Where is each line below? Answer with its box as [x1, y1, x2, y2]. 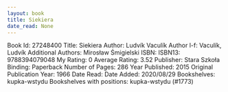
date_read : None [7, 22, 54, 29]
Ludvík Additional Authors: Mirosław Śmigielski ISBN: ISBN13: [7, 48, 181, 57]
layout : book [7, 10, 45, 17]
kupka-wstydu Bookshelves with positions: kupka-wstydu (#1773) [7, 78, 194, 86]
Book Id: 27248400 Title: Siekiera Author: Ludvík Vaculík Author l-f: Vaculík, [7, 42, 222, 50]
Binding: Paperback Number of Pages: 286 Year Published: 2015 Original [7, 63, 214, 72]
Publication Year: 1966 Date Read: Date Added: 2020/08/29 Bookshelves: [7, 70, 216, 78]
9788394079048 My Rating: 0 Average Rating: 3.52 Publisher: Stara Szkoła [7, 56, 220, 64]
